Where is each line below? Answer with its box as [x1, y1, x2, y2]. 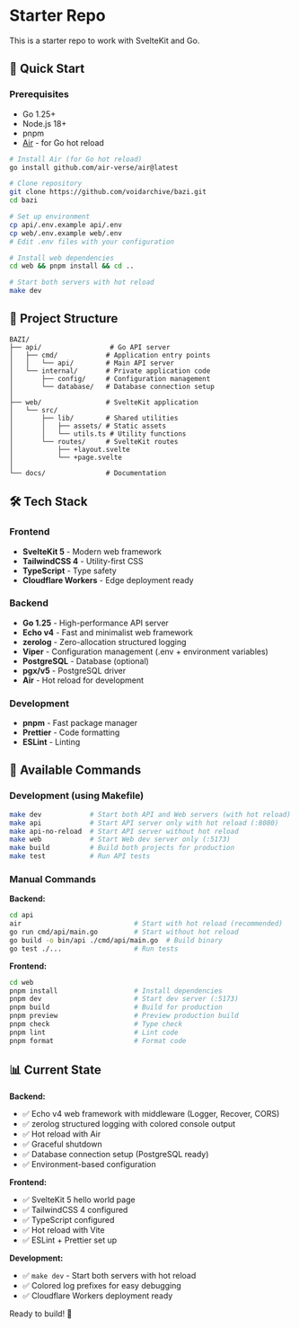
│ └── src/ [9, 405, 58, 414]
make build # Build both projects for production [9, 844, 235, 853]
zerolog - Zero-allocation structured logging [22, 636, 187, 647]
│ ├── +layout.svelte [9, 445, 130, 454]
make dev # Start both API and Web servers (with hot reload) [9, 810, 292, 819]
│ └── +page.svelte [9, 453, 123, 462]
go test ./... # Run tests [9, 944, 179, 953]
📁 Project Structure [9, 311, 119, 326]
